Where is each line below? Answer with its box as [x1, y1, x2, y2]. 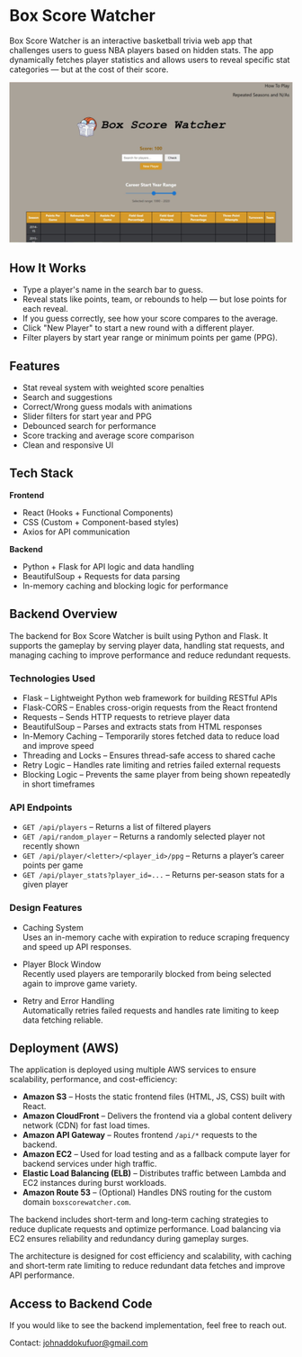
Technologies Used [9, 672, 96, 685]
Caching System [22, 922, 84, 933]
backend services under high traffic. [22, 1159, 157, 1170]
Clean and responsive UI [22, 440, 114, 451]
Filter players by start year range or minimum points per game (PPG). [22, 332, 279, 343]
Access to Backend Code [9, 1296, 153, 1311]
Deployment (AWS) [9, 1040, 120, 1055]
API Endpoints [9, 801, 73, 814]
